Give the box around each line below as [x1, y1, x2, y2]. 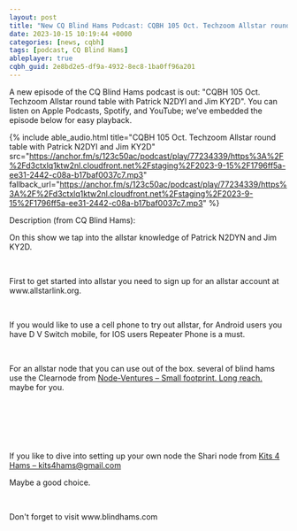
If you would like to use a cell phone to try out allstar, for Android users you [9, 319, 283, 330]
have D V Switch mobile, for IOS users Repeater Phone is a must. [9, 328, 246, 339]
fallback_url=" [9, 179, 60, 189]
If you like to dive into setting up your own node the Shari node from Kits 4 [9, 450, 280, 461]
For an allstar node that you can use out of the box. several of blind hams [9, 363, 276, 373]
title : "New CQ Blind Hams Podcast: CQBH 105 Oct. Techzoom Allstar [9, 21, 267, 30]
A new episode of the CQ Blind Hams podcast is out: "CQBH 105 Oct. [9, 86, 261, 97]
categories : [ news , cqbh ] [9, 37, 104, 47]
